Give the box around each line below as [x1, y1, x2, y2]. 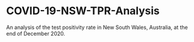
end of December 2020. [6, 30, 66, 37]
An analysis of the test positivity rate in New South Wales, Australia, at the [6, 24, 188, 31]
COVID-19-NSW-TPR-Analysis [6, 4, 160, 18]
